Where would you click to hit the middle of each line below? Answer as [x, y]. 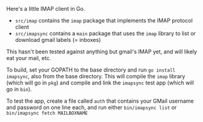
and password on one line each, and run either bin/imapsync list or [92, 107]
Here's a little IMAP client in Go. [46, 9]
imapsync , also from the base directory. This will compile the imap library [96, 76]
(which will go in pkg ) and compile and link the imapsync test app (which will [100, 83]
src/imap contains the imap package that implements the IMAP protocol [104, 20]
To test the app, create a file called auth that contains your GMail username [100, 101]
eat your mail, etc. [29, 58]
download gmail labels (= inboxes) [58, 40]
